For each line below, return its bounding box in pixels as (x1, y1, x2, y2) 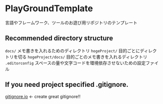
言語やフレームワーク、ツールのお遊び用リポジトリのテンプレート (5, 20, 138, 25)
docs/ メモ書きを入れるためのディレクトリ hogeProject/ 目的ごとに (5, 47, 140, 54)
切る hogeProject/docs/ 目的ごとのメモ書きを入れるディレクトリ (18, 54, 148, 60)
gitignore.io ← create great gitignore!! (5, 93, 81, 99)
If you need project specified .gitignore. (5, 81, 129, 89)
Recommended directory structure (5, 34, 114, 42)
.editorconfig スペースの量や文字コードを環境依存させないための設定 (5, 60, 146, 66)
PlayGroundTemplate (5, 3, 93, 14)
